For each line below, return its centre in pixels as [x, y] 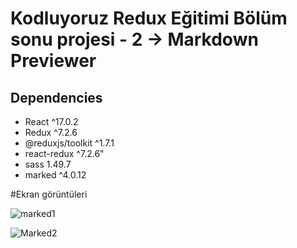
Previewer [53, 61]
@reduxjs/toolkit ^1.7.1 [69, 143]
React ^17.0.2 [51, 121]
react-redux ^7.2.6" [64, 153]
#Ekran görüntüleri [49, 194]
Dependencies [56, 97]
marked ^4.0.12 [55, 175]
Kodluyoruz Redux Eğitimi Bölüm [149, 18]
